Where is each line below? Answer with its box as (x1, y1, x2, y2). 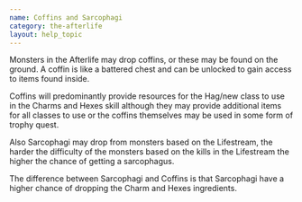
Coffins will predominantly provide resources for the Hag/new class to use (9, 91, 286, 101)
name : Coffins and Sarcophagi (9, 13, 124, 22)
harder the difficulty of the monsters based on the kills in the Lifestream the (9, 146, 290, 157)
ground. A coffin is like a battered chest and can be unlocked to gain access (9, 64, 292, 75)
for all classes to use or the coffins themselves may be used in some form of (9, 110, 294, 121)
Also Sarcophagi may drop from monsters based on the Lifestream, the (9, 136, 273, 148)
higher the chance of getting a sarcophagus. (9, 156, 175, 167)
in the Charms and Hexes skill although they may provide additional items (9, 101, 282, 111)
